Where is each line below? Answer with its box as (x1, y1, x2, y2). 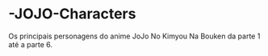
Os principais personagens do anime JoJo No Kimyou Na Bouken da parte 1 (8, 31, 261, 41)
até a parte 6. (8, 39, 53, 49)
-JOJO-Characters (8, 5, 136, 23)
